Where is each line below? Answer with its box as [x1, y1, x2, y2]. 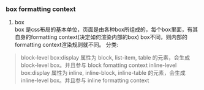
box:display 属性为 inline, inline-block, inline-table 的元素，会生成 [20, 69, 186, 77]
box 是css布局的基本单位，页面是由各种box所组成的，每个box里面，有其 [14, 26, 198, 33]
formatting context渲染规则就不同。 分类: [14, 41, 119, 49]
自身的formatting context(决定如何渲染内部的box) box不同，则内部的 [14, 33, 188, 41]
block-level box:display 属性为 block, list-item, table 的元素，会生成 [20, 54, 191, 61]
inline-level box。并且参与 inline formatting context [20, 77, 149, 84]
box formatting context [6, 5, 76, 13]
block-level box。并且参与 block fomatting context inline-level [20, 61, 177, 69]
